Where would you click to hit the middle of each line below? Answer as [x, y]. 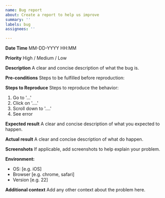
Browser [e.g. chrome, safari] [44, 174]
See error [23, 114]
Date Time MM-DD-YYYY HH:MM [41, 48]
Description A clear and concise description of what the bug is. [72, 68]
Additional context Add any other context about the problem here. [75, 190]
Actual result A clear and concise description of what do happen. [74, 139]
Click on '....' [26, 103]
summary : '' [18, 19]
